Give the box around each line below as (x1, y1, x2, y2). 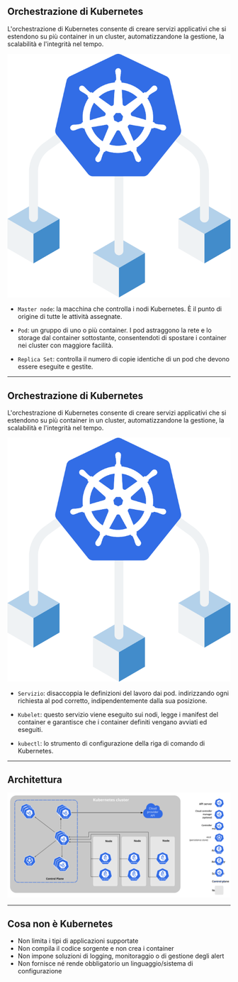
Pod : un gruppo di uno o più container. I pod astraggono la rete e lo (17, 326, 212, 334)
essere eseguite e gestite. (17, 362, 93, 371)
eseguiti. (17, 725, 43, 733)
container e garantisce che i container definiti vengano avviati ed (17, 717, 208, 726)
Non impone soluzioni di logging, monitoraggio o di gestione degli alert (17, 951, 225, 961)
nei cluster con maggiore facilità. (17, 341, 113, 350)
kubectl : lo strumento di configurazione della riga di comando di (17, 738, 205, 748)
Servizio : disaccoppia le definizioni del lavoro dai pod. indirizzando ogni (17, 689, 229, 697)
